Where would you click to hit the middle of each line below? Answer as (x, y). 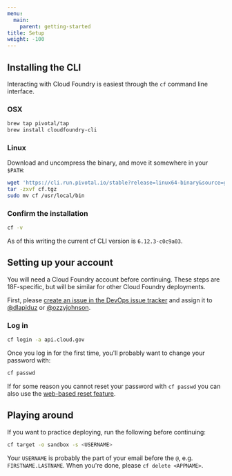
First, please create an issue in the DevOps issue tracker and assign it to (110, 300)
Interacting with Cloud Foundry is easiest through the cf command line (108, 84)
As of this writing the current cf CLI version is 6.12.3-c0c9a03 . (95, 241)
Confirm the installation (48, 213)
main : (21, 20)
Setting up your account (60, 263)
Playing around (40, 415)
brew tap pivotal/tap (38, 124)
